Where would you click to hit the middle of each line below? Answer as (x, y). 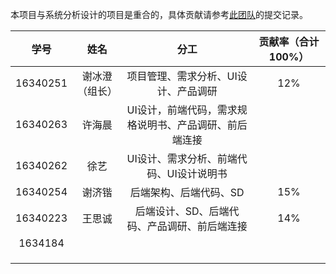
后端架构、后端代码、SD (187, 192)
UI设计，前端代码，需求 (182, 110)
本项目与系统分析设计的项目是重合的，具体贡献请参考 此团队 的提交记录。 (159, 14)
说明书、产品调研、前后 (192, 125)
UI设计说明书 (197, 173)
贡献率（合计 (289, 41)
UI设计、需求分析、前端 (182, 158)
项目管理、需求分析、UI (182, 76)
